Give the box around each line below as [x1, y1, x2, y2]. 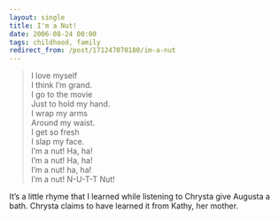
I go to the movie [30, 90, 93, 100]
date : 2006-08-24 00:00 [9, 29, 97, 38]
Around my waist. [30, 117, 96, 129]
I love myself [30, 70, 78, 81]
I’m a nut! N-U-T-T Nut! [30, 174, 115, 185]
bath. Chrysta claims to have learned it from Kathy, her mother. [9, 200, 239, 211]
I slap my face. [30, 137, 85, 147]
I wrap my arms [30, 108, 89, 119]
